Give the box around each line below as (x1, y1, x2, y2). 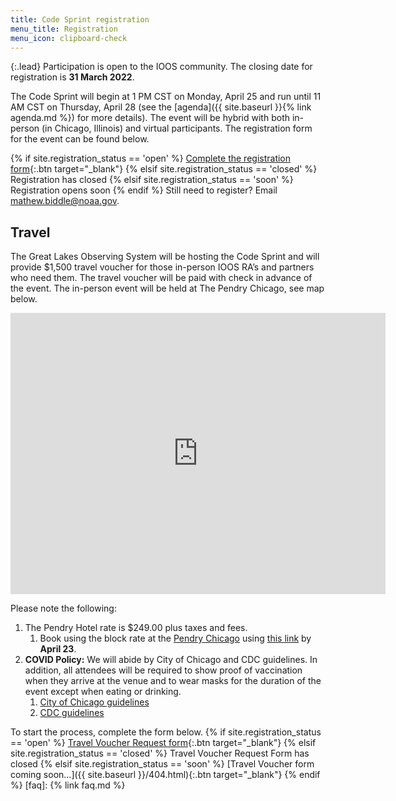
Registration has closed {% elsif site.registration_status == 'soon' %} (10, 174, 294, 186)
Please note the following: (10, 602, 117, 615)
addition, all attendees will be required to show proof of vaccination (24, 664, 303, 676)
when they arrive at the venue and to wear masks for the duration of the (24, 675, 322, 687)
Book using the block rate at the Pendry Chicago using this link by (39, 632, 312, 645)
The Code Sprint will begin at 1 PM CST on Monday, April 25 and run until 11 (10, 91, 322, 103)
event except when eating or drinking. (24, 686, 182, 698)
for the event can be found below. (10, 133, 150, 145)
